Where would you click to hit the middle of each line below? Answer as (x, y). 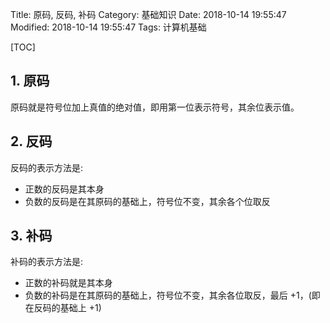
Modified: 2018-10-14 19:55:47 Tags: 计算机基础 (108, 27)
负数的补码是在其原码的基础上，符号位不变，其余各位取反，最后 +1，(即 (172, 295)
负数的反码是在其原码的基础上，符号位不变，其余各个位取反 (147, 201)
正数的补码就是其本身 (68, 283)
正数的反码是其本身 (64, 189)
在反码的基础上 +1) (63, 308)
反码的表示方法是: (47, 167)
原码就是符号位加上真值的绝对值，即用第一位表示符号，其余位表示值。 (155, 107)
